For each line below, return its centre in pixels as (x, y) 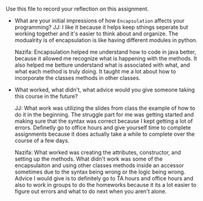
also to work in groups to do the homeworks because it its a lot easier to (105, 185)
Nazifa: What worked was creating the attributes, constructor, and (98, 152)
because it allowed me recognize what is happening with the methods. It (106, 58)
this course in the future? (46, 96)
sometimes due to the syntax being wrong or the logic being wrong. (100, 172)
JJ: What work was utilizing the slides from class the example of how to (105, 108)
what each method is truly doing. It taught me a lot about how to (95, 71)
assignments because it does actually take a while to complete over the (105, 134)
